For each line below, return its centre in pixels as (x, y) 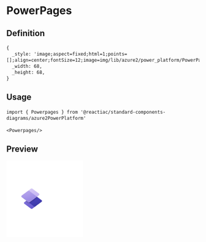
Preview (22, 149)
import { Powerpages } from (42, 112)
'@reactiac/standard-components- (123, 112)
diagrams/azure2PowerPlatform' (46, 118)
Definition (25, 33)
